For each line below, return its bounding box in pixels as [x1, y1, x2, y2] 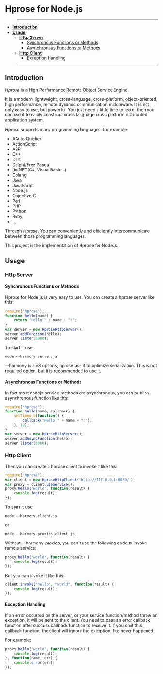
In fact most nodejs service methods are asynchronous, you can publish [5, 390, 149, 395]
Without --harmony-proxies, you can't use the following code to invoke [5, 540, 147, 546]
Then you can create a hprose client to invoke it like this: [5, 463, 118, 469]
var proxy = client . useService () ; [5, 482, 75, 487]
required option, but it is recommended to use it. [5, 368, 102, 374]
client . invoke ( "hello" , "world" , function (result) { [5, 582, 114, 587]
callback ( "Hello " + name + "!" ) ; [22, 418, 92, 423]
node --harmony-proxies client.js [5, 532, 75, 537]
